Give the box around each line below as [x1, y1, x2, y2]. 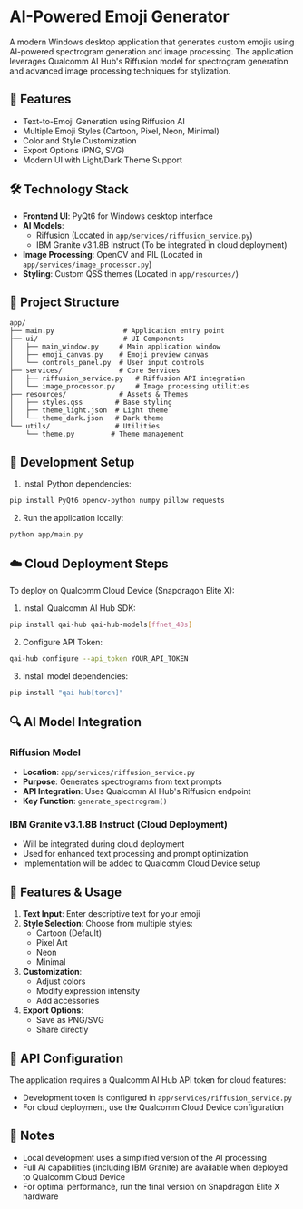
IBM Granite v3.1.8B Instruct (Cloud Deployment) [9, 818, 229, 831]
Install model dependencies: [22, 670, 129, 682]
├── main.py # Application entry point [9, 327, 225, 336]
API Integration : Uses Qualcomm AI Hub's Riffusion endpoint [22, 786, 251, 797]
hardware [22, 1191, 59, 1202]
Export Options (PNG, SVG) [22, 144, 125, 155]
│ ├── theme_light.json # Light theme [9, 406, 169, 415]
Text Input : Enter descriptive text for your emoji [22, 909, 200, 919]
